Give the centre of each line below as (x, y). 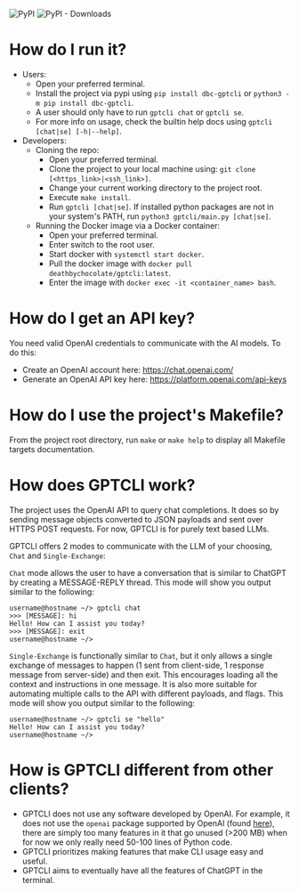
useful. (35, 861)
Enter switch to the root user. (102, 244)
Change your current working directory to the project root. (155, 188)
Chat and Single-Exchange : (57, 555)
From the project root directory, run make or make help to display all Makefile (148, 440)
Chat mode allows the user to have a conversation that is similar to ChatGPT (148, 572)
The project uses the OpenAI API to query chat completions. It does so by (144, 510)
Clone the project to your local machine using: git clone (152, 168)
